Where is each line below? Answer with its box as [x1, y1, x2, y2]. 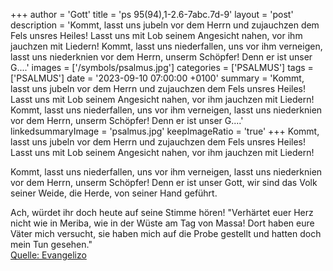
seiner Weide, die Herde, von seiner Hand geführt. [10, 187, 218, 199]
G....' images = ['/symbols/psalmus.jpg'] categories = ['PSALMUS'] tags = [10, 62, 314, 73]
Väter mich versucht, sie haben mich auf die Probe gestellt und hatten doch [10, 228, 322, 239]
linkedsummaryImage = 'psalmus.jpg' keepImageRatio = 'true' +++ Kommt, [10, 125, 320, 137]
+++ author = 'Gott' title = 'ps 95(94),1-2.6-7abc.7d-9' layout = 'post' [10, 9, 294, 20]
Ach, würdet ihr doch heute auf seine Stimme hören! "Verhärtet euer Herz [10, 207, 314, 218]
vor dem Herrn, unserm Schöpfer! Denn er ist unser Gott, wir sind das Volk [10, 177, 318, 188]
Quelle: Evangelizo [10, 249, 87, 261]
